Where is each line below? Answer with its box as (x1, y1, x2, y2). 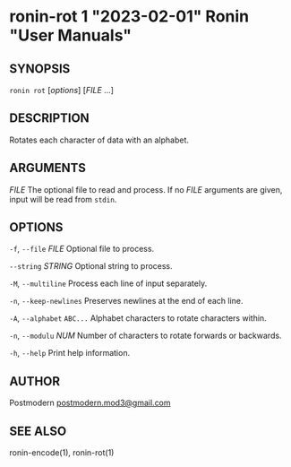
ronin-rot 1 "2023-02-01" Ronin (9, 6, 250, 27)
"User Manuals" (9, 25, 133, 46)
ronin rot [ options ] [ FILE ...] (9, 85, 115, 95)
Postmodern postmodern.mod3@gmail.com (9, 397, 172, 409)
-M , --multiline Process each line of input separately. (9, 278, 208, 289)
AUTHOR (9, 374, 61, 389)
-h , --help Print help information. (9, 348, 131, 359)
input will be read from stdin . (9, 194, 117, 204)
